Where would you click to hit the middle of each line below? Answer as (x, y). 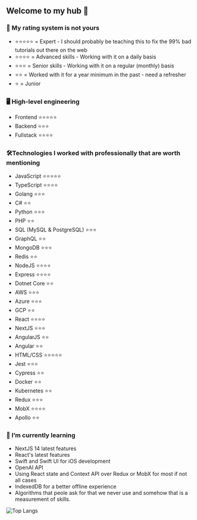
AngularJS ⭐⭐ (32, 337)
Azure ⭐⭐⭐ (29, 301)
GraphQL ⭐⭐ (30, 239)
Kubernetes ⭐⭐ (33, 391)
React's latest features (42, 454)
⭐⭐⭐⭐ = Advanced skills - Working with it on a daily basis (85, 57)
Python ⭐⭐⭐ (30, 212)
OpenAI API (29, 467)
